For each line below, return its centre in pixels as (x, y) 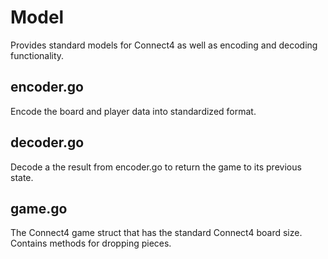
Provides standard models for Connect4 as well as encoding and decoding (164, 45)
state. (22, 177)
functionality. (37, 55)
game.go (39, 208)
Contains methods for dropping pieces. (91, 243)
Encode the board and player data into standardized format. (133, 111)
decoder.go (47, 142)
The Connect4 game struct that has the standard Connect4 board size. (156, 233)
